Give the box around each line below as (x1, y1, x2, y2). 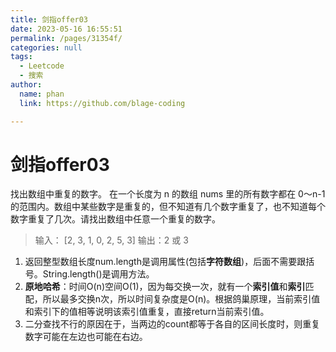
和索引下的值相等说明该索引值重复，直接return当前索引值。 (24, 306, 270, 318)
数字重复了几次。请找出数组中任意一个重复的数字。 (10, 213, 221, 225)
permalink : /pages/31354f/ (10, 33, 123, 43)
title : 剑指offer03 (10, 14, 89, 25)
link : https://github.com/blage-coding (19, 98, 186, 108)
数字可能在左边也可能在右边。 (24, 331, 148, 343)
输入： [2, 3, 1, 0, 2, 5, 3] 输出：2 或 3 (34, 234, 189, 246)
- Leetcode (19, 61, 65, 71)
